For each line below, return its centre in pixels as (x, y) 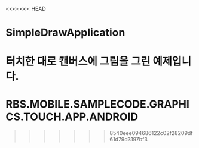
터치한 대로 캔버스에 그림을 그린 (78, 62)
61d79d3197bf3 (128, 140)
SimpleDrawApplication (65, 33)
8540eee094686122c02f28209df (151, 133)
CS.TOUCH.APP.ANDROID (72, 117)
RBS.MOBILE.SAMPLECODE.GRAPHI (97, 104)
